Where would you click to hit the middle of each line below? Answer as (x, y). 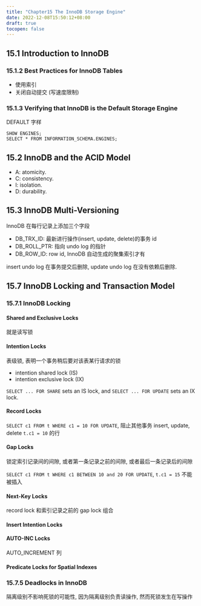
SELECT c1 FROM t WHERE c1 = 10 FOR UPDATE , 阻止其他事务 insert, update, (98, 425)
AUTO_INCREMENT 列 (34, 553)
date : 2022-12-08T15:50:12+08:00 (48, 18)
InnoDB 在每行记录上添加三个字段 (48, 225)
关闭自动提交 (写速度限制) (47, 92)
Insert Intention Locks (35, 524)
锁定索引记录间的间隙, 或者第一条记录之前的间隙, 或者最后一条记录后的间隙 (99, 461)
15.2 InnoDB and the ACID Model (68, 157)
